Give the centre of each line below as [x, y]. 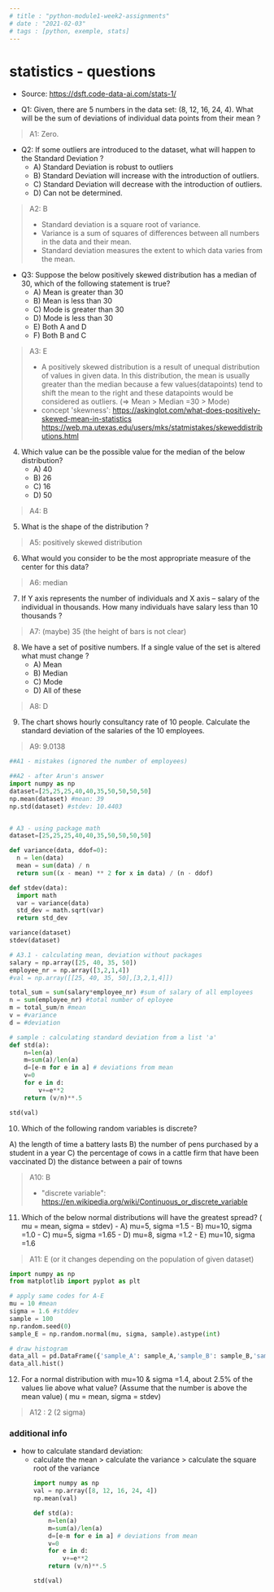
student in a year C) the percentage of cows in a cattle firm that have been [134, 1152]
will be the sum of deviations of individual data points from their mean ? [141, 118]
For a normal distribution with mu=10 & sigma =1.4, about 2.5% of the [137, 1380]
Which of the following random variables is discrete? [109, 1128]
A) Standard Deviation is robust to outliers [103, 167]
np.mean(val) [55, 1498]
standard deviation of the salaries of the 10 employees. [113, 731]
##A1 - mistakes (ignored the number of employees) [98, 762]
